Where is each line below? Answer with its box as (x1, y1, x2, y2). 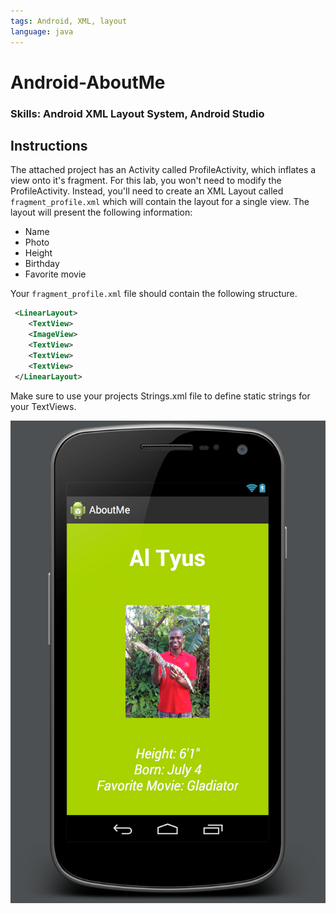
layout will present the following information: (10, 206, 193, 219)
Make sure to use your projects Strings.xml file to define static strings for (10, 390, 311, 402)
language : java (10, 26, 74, 37)
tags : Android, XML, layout (10, 16, 128, 26)
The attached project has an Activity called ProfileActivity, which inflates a (10, 164, 317, 176)
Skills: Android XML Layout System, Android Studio (10, 106, 265, 120)
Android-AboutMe (10, 71, 166, 94)
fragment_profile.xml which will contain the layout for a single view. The (10, 196, 310, 208)
